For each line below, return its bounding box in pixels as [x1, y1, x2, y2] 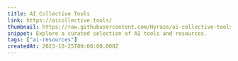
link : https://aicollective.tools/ [7, 17, 113, 24]
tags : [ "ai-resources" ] [7, 36, 78, 43]
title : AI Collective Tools [7, 10, 91, 18]
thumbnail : [7, 23, 40, 30]
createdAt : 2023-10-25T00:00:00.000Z [7, 43, 119, 50]
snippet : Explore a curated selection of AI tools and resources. [7, 29, 208, 37]
